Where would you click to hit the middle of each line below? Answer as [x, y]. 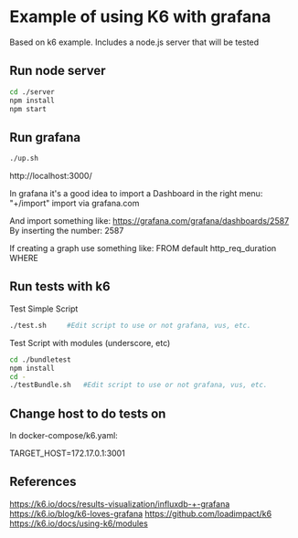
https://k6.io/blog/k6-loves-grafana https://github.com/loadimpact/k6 [141, 513]
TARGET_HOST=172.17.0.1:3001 [67, 453]
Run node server [58, 71]
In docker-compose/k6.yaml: [64, 436]
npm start [28, 109]
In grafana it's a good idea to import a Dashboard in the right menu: [136, 194]
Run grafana [45, 137]
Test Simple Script [44, 309]
